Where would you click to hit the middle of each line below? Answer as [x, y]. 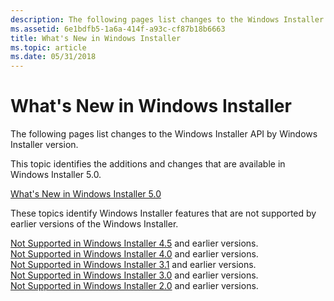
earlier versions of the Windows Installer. [94, 224]
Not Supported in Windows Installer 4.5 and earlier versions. [134, 243]
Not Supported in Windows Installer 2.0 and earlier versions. [134, 286]
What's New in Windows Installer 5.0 [86, 194]
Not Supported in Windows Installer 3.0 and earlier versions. [134, 275]
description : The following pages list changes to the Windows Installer [167, 19]
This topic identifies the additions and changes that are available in [148, 164]
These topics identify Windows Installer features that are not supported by [163, 213]
